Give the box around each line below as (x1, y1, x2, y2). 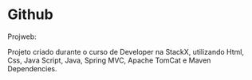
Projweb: (7, 32, 37, 41)
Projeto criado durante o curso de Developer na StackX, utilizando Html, (7, 47, 245, 56)
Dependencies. (7, 63, 57, 73)
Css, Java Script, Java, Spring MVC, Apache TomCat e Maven (7, 55, 211, 65)
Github (7, 6, 53, 24)
